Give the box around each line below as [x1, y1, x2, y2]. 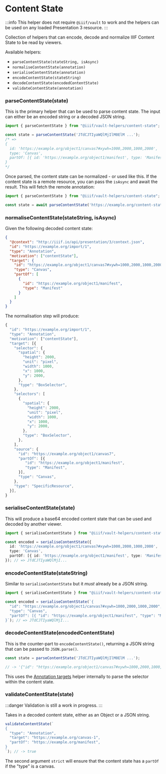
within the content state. [5, 678, 54, 684]
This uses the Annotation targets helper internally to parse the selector [5, 674, 149, 679]
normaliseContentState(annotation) [12, 65, 86, 70]
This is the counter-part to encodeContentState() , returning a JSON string [5, 640, 155, 646]
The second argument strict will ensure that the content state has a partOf [5, 758, 159, 764]
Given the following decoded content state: [5, 226, 93, 232]
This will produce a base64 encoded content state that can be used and [5, 516, 152, 522]
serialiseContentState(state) [5, 504, 75, 511]
